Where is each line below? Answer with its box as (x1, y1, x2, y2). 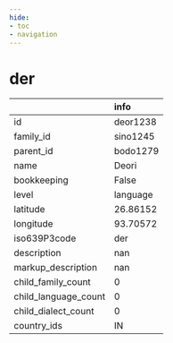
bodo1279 (113, 145, 160, 158)
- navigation (9, 30, 58, 39)
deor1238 (113, 116, 158, 128)
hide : (9, 13, 29, 22)
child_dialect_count (13, 305, 95, 318)
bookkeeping (13, 174, 69, 186)
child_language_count (13, 290, 105, 303)
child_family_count (13, 276, 91, 288)
